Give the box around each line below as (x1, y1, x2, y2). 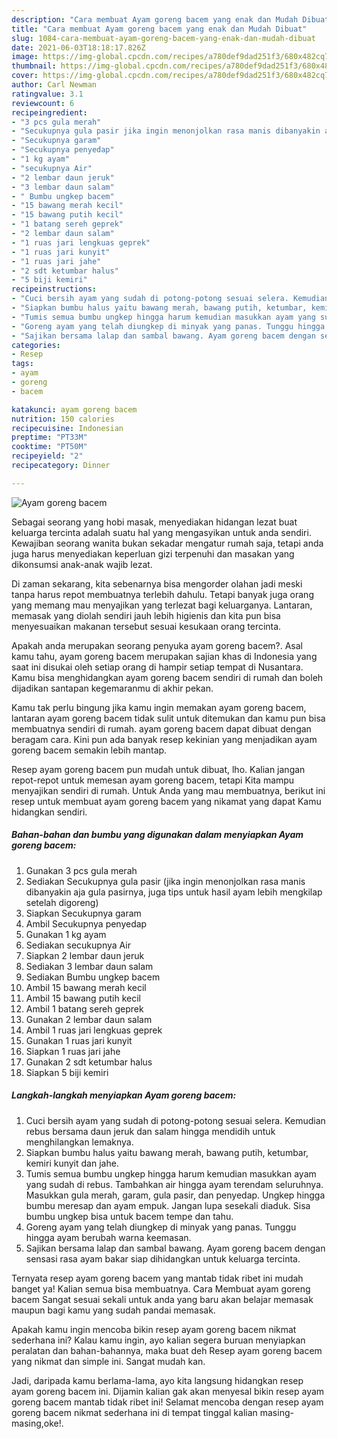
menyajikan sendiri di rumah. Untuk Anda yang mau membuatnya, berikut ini (11, 784, 326, 796)
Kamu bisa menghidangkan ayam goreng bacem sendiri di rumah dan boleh (11, 671, 324, 683)
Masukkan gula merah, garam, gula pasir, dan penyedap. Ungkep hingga (25, 1189, 326, 1201)
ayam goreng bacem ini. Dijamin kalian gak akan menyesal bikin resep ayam (11, 1385, 325, 1397)
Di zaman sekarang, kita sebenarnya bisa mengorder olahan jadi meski (11, 577, 303, 590)
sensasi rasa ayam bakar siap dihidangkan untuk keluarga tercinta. (25, 1252, 301, 1265)
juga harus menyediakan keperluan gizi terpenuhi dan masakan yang (11, 547, 295, 560)
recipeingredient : (11, 107, 88, 118)
